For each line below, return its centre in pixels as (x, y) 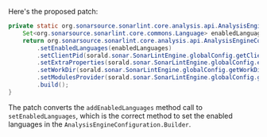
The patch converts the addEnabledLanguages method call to (105, 107)
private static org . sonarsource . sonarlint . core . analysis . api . (113, 26)
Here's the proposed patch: (53, 11)
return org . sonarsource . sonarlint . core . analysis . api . (113, 40)
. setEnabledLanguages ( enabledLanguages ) (104, 48)
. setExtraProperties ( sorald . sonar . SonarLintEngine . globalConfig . (147, 63)
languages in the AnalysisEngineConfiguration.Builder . (100, 124)
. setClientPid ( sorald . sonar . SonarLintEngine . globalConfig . (137, 55)
